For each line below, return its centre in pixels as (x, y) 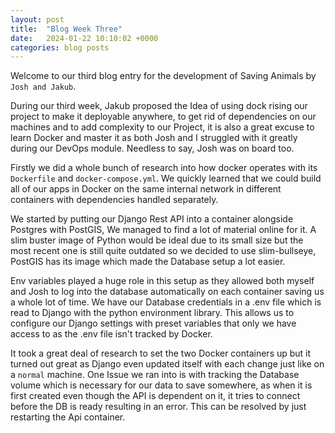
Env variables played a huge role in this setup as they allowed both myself (162, 281)
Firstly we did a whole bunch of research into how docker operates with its (164, 168)
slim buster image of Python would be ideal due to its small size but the (157, 240)
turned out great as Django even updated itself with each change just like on (167, 364)
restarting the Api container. (68, 417)
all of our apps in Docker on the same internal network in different (146, 189)
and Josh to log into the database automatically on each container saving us (167, 292)
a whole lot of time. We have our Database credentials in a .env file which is (166, 302)
